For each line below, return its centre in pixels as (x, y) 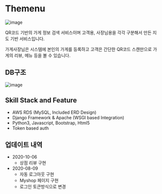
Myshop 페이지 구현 (39, 181)
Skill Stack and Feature (41, 100)
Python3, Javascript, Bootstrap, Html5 (51, 123)
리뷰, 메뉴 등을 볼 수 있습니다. (42, 55)
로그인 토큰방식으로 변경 (43, 187)
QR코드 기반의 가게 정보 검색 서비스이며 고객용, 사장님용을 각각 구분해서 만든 (78, 32)
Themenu (25, 9)
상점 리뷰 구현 (33, 163)
